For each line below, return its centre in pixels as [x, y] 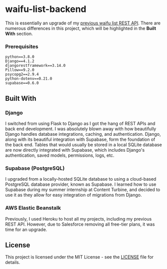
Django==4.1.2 [20, 61]
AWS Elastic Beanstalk [33, 208]
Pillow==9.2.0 [20, 70]
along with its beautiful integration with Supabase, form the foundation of [80, 139]
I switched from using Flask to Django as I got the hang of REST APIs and [80, 123]
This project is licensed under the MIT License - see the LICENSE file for [79, 257]
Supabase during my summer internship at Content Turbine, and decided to [83, 190]
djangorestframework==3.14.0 [35, 66]
